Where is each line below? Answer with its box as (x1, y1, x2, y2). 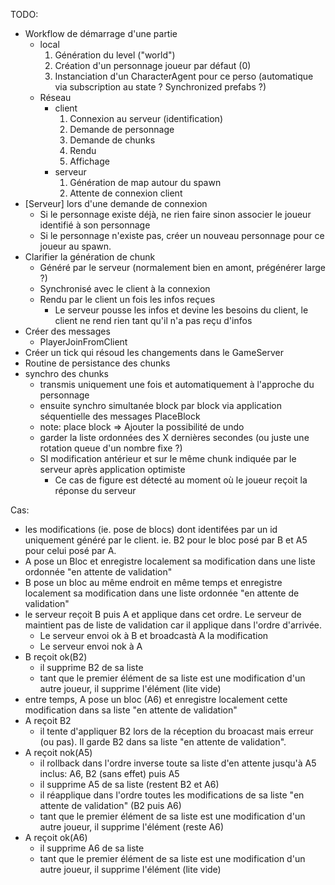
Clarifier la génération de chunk (24, 251, 156, 263)
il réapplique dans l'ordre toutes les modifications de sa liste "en (39, 789, 305, 801)
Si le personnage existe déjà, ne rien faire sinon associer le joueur (39, 209, 312, 220)
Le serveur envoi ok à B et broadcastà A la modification (39, 630, 269, 641)
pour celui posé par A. (24, 545, 117, 556)
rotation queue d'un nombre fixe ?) (39, 442, 183, 454)
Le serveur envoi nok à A (39, 640, 143, 652)
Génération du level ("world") (54, 49, 176, 61)
